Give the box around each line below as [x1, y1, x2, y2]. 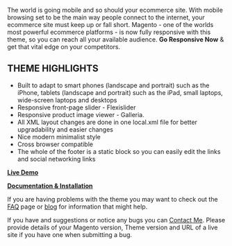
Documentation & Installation [7, 182, 93, 190]
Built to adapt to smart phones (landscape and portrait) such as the [17, 81, 210, 89]
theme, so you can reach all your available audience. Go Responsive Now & [7, 35, 224, 44]
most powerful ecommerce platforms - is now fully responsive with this [7, 28, 211, 36]
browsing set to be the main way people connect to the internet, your [7, 13, 205, 21]
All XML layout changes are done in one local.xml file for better [17, 118, 198, 126]
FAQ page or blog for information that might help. [7, 202, 148, 211]
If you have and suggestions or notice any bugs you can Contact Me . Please [7, 216, 226, 224]
